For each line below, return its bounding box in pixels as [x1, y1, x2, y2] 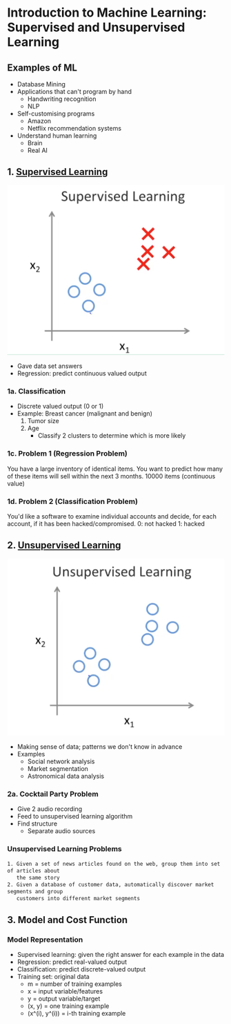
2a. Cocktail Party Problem [7, 789, 99, 799]
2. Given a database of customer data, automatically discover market [7, 882, 214, 888]
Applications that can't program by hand [17, 88, 132, 95]
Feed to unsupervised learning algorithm [17, 812, 133, 821]
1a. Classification [7, 386, 66, 395]
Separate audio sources [27, 827, 96, 835]
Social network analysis [27, 757, 95, 765]
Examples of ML [7, 62, 78, 73]
